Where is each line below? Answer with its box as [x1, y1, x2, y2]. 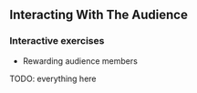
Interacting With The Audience [9, 7, 189, 23]
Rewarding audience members [22, 55, 139, 67]
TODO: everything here [9, 73, 97, 84]
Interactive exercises [9, 35, 105, 47]
